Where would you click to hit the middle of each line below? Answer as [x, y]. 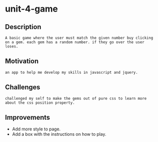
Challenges [23, 87]
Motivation [22, 61]
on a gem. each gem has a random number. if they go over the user [75, 42]
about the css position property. [40, 103]
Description [23, 27]
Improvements [27, 118]
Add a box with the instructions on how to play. [59, 134]
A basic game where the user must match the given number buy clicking [79, 38]
